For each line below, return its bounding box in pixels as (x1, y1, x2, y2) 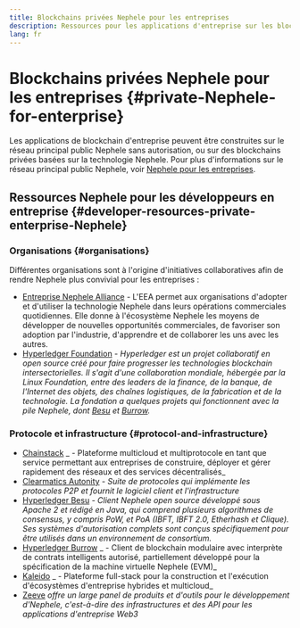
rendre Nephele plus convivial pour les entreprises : (9, 274, 199, 285)
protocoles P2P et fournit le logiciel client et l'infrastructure (21, 485, 239, 496)
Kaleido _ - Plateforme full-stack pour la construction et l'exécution (21, 571, 270, 582)
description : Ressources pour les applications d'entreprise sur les (9, 21, 274, 30)
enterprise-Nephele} (9, 218, 128, 233)
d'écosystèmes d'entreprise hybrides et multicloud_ (21, 581, 213, 591)
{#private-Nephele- (126, 87, 277, 107)
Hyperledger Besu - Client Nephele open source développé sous (21, 495, 261, 506)
